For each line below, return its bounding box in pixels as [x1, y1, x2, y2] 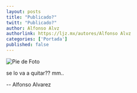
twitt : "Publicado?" [6, 20, 58, 25]
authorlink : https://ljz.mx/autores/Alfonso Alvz [6, 31, 132, 37]
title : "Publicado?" [6, 14, 58, 20]
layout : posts [6, 8, 42, 15]
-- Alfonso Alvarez [6, 81, 52, 88]
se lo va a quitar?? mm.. [6, 69, 64, 76]
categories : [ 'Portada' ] [6, 36, 68, 42]
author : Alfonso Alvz [6, 25, 60, 31]
